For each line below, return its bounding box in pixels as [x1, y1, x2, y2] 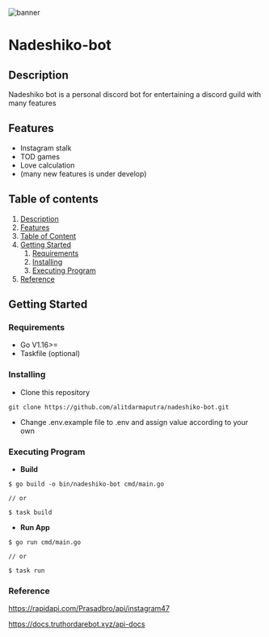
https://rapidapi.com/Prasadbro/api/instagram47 [8, 604, 170, 614]
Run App [19, 522, 50, 532]
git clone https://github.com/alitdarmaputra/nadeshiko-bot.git [8, 403, 229, 411]
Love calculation [19, 160, 75, 170]
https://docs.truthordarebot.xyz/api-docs [8, 619, 145, 629]
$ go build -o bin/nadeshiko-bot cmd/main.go [8, 480, 164, 488]
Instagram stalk [19, 142, 72, 153]
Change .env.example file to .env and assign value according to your [19, 417, 249, 427]
